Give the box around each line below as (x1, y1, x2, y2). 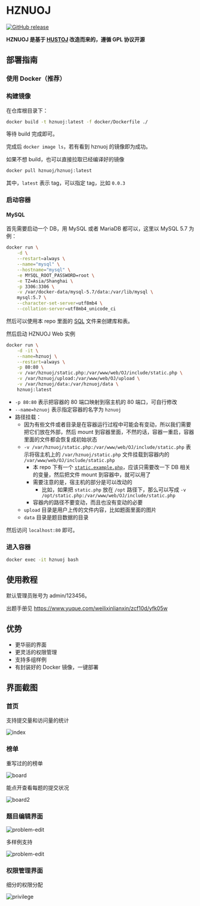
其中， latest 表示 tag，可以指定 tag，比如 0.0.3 (6, 179, 125, 186)
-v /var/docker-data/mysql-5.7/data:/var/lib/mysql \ (17, 289, 153, 295)
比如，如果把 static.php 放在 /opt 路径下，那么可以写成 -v (41, 486, 186, 493)
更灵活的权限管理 (14, 648, 57, 656)
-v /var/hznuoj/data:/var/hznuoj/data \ (17, 381, 119, 387)
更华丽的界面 (14, 641, 47, 648)
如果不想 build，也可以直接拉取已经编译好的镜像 (6, 156, 125, 163)
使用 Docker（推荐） (6, 74, 66, 83)
